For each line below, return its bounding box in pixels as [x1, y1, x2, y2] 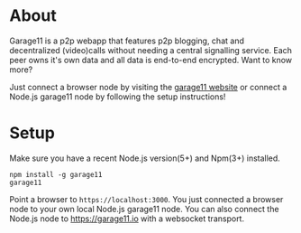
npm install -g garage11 [9, 170, 103, 179]
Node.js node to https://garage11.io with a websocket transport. [9, 213, 245, 224]
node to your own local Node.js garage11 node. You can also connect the [9, 203, 279, 214]
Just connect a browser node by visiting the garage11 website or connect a [9, 81, 287, 92]
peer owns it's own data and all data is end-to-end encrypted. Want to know [9, 54, 293, 65]
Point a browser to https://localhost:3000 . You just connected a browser [9, 193, 284, 204]
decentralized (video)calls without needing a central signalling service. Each [9, 44, 293, 55]
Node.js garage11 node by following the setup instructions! [9, 91, 226, 102]
